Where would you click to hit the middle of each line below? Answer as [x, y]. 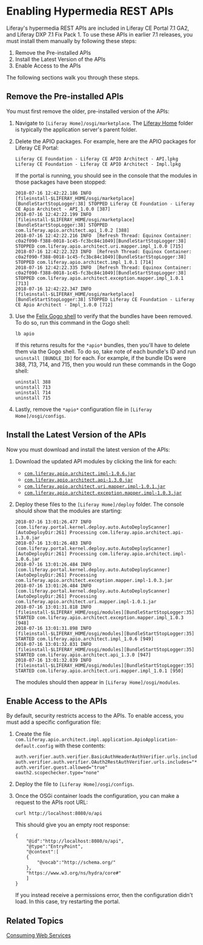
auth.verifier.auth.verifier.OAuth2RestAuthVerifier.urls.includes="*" [107, 762]
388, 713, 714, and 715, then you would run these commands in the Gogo [105, 364]
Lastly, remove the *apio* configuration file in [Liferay [84, 409]
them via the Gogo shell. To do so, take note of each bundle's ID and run [105, 351]
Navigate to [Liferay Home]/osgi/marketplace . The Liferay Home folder [104, 123]
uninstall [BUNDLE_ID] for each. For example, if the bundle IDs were [101, 358]
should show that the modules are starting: [68, 511]
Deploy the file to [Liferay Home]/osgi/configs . [75, 784]
